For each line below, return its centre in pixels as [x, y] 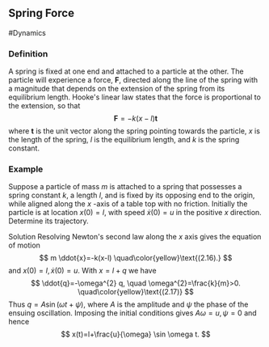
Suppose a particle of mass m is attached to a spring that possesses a [125, 187]
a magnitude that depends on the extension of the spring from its [117, 89]
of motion [24, 245]
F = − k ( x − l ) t [136, 118]
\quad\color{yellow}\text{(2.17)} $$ [136, 292]
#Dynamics [27, 32]
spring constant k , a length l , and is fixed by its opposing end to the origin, [132, 195]
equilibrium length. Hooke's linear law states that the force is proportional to [134, 97]
